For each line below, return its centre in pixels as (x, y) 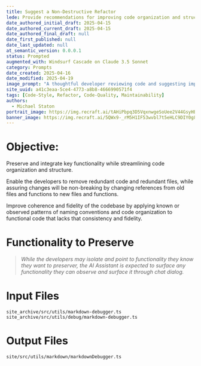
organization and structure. (39, 170)
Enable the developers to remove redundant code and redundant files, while (100, 182)
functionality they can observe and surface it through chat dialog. (102, 272)
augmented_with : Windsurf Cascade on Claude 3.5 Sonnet (77, 62)
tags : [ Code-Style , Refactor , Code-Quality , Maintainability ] (85, 95)
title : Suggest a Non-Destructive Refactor (61, 12)
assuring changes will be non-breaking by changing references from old (95, 188)
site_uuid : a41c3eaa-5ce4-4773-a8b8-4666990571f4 (69, 90)
